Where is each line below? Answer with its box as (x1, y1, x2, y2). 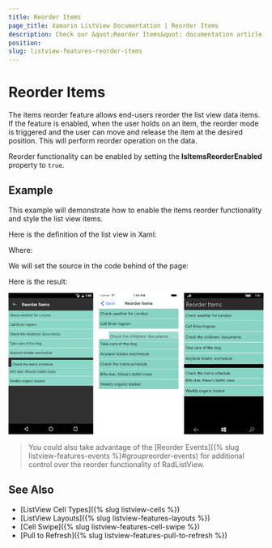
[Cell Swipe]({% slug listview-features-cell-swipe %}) (19, 521, 201, 531)
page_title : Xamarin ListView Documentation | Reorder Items (8, 21, 219, 30)
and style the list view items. (8, 213, 104, 223)
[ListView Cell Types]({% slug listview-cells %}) (19, 504, 181, 514)
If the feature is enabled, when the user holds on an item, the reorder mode (8, 118, 259, 129)
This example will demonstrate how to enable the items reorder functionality (8, 205, 262, 215)
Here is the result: (8, 276, 68, 286)
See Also (8, 483, 54, 497)
